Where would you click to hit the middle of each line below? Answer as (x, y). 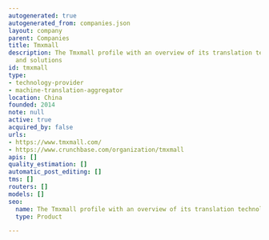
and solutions (39, 61)
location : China (35, 98)
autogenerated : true (43, 16)
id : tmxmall (28, 68)
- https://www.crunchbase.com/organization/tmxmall (96, 150)
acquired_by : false (41, 127)
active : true (30, 120)
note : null (26, 113)
